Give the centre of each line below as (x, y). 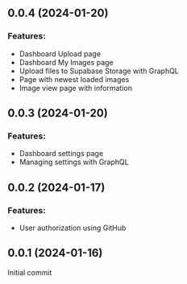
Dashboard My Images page (66, 62)
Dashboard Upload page (60, 54)
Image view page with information (75, 88)
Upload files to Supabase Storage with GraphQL (99, 71)
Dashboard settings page (61, 154)
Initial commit (30, 272)
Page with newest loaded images (74, 79)
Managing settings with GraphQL (74, 162)
